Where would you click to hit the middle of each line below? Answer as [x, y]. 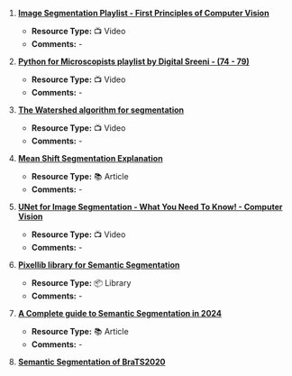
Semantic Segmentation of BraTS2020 [91, 362]
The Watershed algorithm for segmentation [101, 110]
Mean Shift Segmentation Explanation [91, 158]
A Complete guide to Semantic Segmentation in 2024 [120, 313]
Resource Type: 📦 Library [81, 283]
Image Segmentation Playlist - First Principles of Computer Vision [143, 13]
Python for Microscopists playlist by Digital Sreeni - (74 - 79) [133, 61]
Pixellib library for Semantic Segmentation [99, 265]
